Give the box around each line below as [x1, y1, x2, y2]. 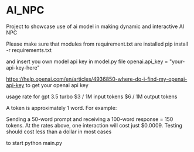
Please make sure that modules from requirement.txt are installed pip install [6, 40, 189, 47]
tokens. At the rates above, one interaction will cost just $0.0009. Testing [6, 122, 183, 129]
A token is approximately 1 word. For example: [6, 104, 117, 111]
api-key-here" [6, 64, 40, 71]
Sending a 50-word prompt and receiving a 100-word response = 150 [6, 115, 173, 123]
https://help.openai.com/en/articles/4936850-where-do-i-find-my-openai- [6, 75, 188, 82]
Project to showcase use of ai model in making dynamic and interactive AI [6, 23, 185, 30]
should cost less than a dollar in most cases [6, 128, 112, 135]
